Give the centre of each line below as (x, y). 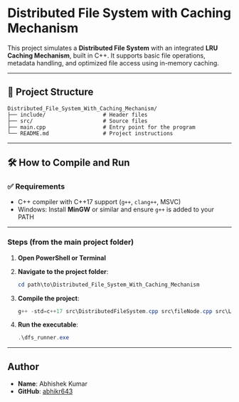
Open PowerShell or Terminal (62, 258)
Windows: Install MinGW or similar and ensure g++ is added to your (116, 210)
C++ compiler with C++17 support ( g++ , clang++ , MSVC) (99, 202)
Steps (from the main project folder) (70, 242)
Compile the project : (48, 298)
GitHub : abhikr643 (45, 391)
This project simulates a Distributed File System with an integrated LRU (113, 48)
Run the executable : (48, 324)
